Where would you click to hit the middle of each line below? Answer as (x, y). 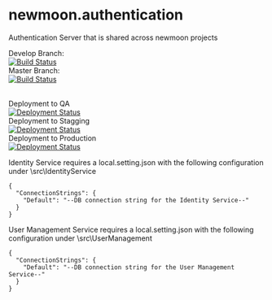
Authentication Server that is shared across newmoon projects (113, 37)
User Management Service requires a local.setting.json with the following (131, 229)
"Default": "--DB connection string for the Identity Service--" (136, 200)
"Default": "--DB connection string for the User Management (129, 267)
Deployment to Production (53, 138)
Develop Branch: (36, 53)
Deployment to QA (39, 103)
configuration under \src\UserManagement (80, 238)
